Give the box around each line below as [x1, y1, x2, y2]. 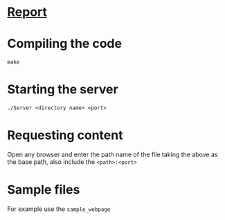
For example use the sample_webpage [7, 205, 111, 213]
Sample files [7, 182, 80, 198]
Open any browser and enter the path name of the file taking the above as [7, 150, 218, 158]
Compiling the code [7, 36, 123, 52]
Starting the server [7, 82, 119, 98]
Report [7, 4, 47, 20]
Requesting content [7, 127, 123, 143]
